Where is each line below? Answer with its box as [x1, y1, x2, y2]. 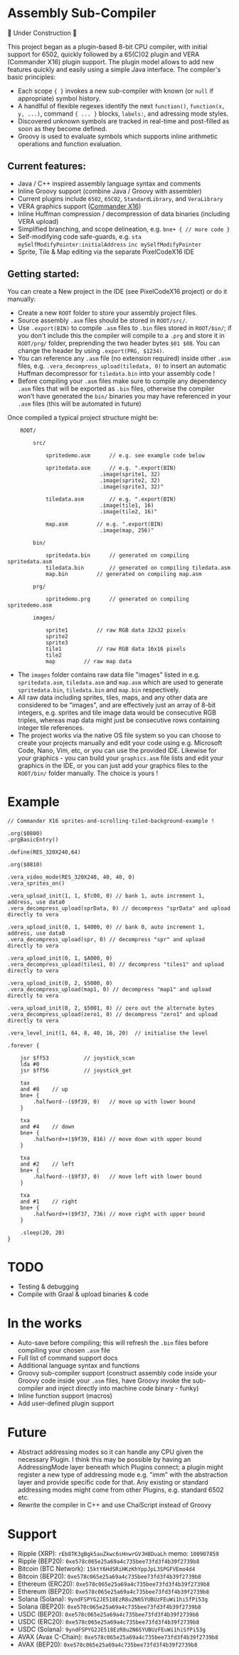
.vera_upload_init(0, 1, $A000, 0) [7, 954, 113, 962]
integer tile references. [17, 723, 85, 732]
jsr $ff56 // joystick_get [20, 1067, 132, 1074]
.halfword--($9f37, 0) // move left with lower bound [33, 1173, 202, 1180]
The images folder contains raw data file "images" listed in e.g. [17, 670, 201, 679]
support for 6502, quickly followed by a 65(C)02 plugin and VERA [7, 50, 200, 58]
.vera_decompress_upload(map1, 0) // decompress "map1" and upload [7, 985, 212, 993]
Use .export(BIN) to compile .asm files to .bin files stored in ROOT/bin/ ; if [17, 323, 233, 332]
